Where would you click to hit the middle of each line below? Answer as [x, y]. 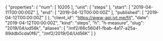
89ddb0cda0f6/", [23, 33]
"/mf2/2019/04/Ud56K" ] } [69, 33]
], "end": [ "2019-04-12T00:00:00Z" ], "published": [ [90, 12]
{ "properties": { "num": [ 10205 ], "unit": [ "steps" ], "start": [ [68, 7]
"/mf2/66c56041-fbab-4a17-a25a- [102, 28]
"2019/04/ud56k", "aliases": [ [35, 28]
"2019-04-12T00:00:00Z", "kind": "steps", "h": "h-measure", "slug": [75, 23]
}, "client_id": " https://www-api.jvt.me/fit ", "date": [98, 18]
